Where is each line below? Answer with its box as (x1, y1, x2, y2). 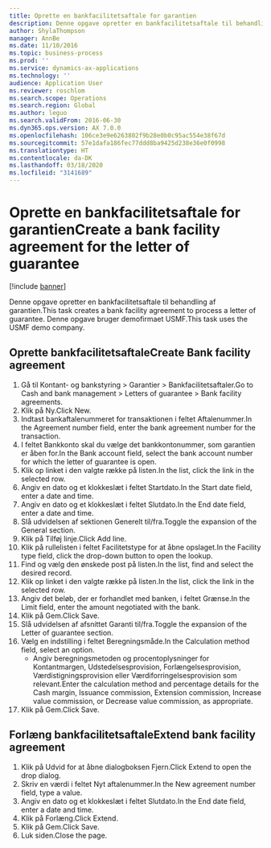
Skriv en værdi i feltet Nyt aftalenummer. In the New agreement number (20, 779, 257, 788)
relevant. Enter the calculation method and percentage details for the (32, 679, 260, 689)
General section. (20, 525, 76, 535)
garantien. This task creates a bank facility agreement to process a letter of (9, 305, 257, 315)
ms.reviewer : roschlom (9, 86, 85, 95)
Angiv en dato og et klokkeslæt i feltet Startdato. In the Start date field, (20, 482, 253, 492)
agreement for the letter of (9, 238, 190, 256)
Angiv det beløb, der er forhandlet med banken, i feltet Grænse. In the (20, 593, 250, 603)
